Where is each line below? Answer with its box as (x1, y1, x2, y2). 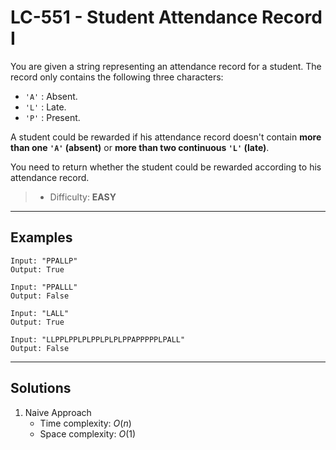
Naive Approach (24, 406, 92, 418)
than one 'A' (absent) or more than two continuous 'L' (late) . (10, 141, 270, 153)
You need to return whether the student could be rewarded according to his (10, 161, 322, 173)
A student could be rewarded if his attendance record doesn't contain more (10, 131, 322, 143)
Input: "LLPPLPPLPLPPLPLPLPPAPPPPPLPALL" (10, 334, 186, 345)
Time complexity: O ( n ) (39, 417, 132, 429)
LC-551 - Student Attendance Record (10, 6, 323, 29)
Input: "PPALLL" (10, 282, 78, 292)
